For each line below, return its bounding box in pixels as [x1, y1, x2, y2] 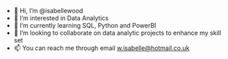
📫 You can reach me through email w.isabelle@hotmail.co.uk [13, 44, 190, 52]
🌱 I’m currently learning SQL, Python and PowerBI [13, 22, 156, 29]
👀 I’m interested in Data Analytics [13, 14, 109, 22]
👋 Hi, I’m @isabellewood [13, 7, 83, 15]
